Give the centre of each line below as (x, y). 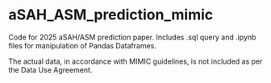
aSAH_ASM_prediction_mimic (111, 15)
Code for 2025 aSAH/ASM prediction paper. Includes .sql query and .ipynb (132, 37)
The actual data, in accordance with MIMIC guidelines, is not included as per (135, 61)
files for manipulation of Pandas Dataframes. (83, 45)
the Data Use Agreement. (50, 69)
